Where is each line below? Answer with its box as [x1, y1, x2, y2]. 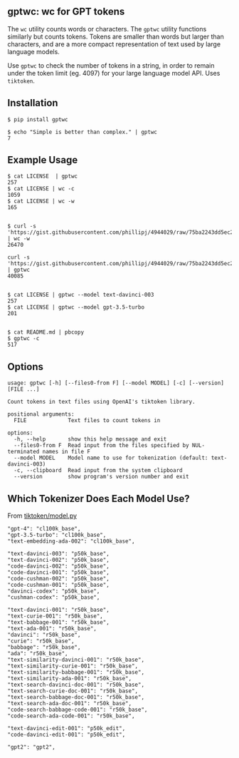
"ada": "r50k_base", [7, 650, 69, 657]
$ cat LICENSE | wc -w [7, 198, 75, 205]
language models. [7, 47, 60, 56]
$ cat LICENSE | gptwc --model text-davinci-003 [7, 292, 154, 299]
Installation [7, 97, 58, 109]
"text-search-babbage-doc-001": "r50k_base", [7, 694, 144, 701]
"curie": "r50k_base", [7, 637, 75, 645]
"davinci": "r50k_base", [7, 631, 81, 639]
